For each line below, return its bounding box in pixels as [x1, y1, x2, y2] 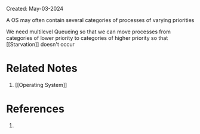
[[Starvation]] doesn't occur [6, 41, 75, 48]
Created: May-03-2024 [6, 5, 64, 12]
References [6, 102, 64, 116]
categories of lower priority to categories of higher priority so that [6, 35, 168, 41]
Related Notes [6, 62, 78, 75]
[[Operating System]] [14, 81, 67, 88]
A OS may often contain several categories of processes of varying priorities [6, 17, 195, 23]
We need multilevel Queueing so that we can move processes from [6, 28, 171, 35]
